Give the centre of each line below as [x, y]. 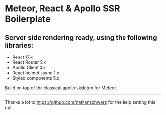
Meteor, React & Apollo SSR [62, 9]
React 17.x [22, 57]
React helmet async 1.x [36, 73]
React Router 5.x [29, 62]
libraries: [19, 45]
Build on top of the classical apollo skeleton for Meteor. [61, 88]
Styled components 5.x [36, 78]
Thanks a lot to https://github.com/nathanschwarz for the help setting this [80, 102]
